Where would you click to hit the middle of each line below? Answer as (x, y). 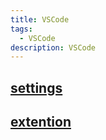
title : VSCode (40, 19)
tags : (21, 29)
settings (36, 87)
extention (41, 122)
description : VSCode (53, 47)
